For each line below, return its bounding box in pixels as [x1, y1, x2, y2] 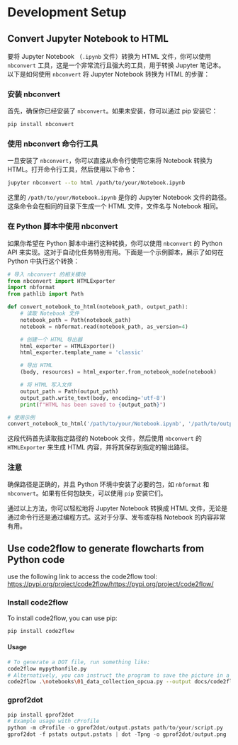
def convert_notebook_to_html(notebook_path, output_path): [7, 303, 189, 310]
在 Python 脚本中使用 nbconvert [7, 221, 118, 231]
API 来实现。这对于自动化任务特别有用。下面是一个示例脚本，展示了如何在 [7, 247, 225, 256]
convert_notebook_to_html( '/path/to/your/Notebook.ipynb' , [7, 420, 186, 427]
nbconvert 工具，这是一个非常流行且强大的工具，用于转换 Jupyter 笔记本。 [7, 61, 225, 69]
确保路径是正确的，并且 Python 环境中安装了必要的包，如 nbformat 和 [7, 480, 210, 488]
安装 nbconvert [7, 89, 60, 99]
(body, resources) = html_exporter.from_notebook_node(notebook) [20, 369, 217, 376]
